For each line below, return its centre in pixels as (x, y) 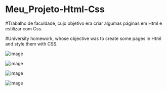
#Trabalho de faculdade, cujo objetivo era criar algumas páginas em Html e (84, 23)
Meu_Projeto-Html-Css (55, 9)
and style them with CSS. (32, 43)
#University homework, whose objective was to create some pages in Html (83, 38)
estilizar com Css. (24, 28)
